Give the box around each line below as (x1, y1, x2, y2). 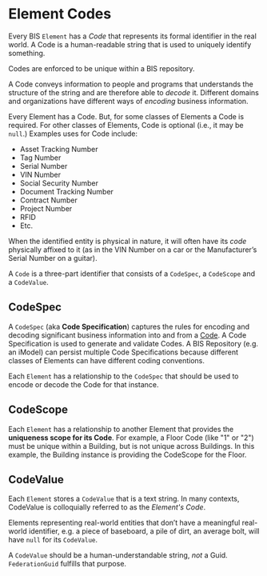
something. (8, 48, 46, 58)
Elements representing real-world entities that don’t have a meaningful (8, 518, 241, 528)
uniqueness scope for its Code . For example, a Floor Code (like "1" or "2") (8, 433, 254, 442)
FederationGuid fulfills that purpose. (8, 559, 126, 569)
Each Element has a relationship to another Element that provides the (8, 424, 234, 434)
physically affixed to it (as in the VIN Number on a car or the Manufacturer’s (8, 245, 257, 254)
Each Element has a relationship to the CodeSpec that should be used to (8, 371, 239, 381)
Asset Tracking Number (19, 144, 98, 154)
